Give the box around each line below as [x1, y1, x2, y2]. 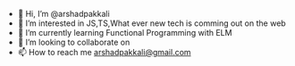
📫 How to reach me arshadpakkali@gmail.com [17, 47, 191, 57]
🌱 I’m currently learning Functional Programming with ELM [17, 28, 232, 37]
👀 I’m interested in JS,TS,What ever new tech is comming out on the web [17, 18, 286, 29]
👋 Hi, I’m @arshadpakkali [17, 9, 110, 19]
